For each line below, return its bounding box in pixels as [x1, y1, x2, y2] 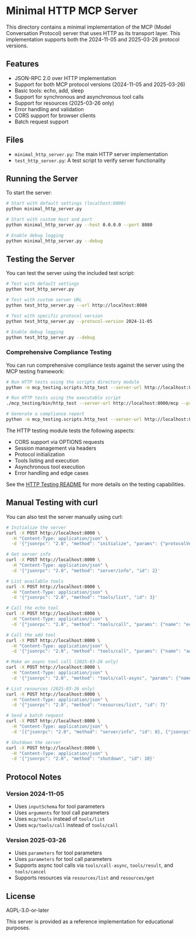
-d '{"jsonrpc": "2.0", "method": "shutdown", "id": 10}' [11, 756, 156, 762]
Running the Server [6, 174, 78, 184]
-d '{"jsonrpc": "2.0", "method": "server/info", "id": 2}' [11, 567, 160, 574]
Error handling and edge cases [14, 469, 89, 476]
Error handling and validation [14, 105, 85, 112]
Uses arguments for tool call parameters [14, 809, 110, 816]
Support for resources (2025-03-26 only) [14, 99, 115, 106]
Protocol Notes [6, 772, 62, 782]
